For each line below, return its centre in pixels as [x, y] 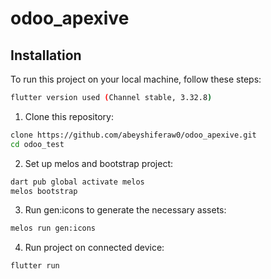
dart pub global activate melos [77, 182]
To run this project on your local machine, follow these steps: [136, 79]
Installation [46, 55]
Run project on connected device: [94, 248]
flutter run [35, 266]
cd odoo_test [37, 144]
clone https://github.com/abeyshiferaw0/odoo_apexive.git [133, 135]
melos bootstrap [44, 191]
